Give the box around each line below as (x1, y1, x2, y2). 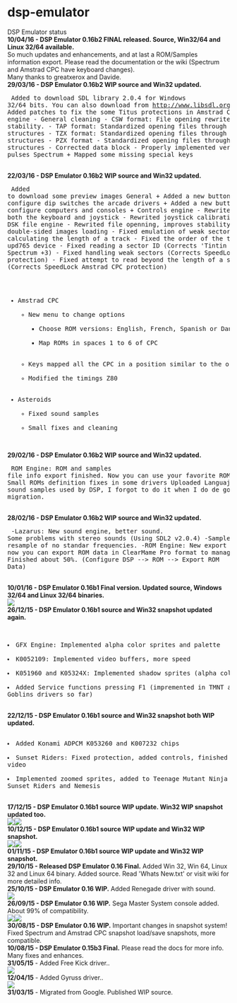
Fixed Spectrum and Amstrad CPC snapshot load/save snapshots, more (7, 928, 216, 937)
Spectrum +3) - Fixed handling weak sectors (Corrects (7, 248, 201, 257)
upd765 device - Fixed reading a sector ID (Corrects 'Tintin (7, 241, 227, 250)
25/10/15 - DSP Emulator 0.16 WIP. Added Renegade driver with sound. (7, 884, 216, 893)
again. (7, 613, 27, 621)
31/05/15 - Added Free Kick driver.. (7, 958, 111, 967)
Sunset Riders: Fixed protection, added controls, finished (16, 753, 228, 761)
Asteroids (17, 395, 51, 403)
